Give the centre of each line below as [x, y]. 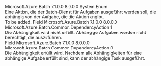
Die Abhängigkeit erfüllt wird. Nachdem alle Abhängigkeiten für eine [74, 53]
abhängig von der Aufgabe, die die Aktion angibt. [55, 17]
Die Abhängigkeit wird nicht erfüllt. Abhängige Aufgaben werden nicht [76, 32]
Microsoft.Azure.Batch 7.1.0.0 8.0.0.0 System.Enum [56, 7]
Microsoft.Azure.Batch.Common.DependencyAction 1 [59, 27]
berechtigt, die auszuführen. [34, 38]
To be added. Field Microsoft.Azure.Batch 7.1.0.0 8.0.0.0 [61, 22]
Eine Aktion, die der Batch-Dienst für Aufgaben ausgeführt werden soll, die [80, 12]
